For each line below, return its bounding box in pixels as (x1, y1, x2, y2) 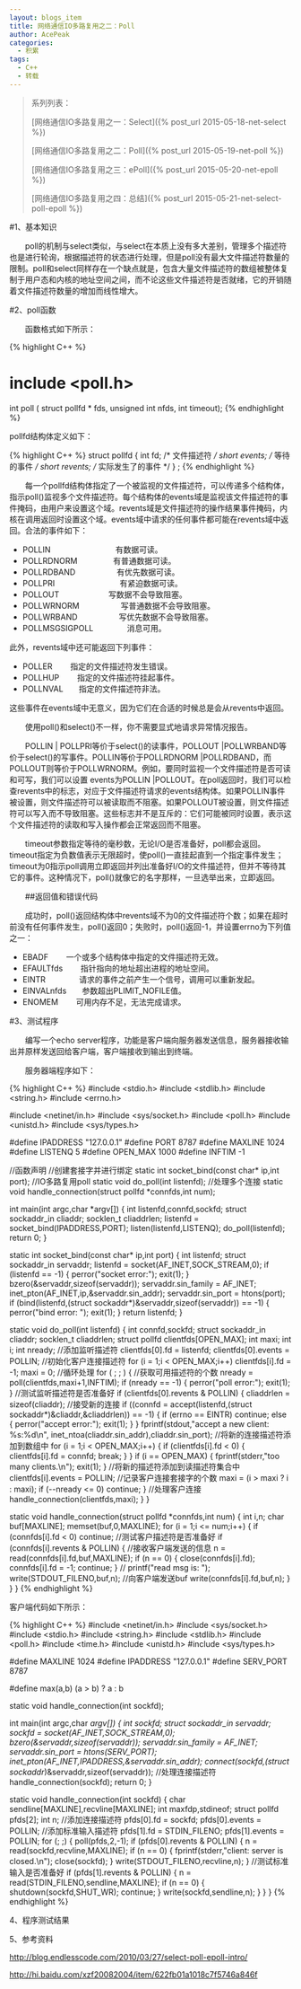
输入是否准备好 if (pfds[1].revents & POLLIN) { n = (9, 1867, 192, 1878)
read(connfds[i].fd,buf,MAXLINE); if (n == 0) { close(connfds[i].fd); (9, 1553, 255, 1563)
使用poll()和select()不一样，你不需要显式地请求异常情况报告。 (24, 721, 253, 732)
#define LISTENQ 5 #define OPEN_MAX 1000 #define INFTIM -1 (9, 1146, 245, 1157)
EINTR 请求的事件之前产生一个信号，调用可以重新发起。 (21, 973, 260, 984)
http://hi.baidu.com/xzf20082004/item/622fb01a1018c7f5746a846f (9, 1968, 258, 1980)
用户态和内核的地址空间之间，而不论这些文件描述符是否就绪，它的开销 (24, 274, 284, 285)
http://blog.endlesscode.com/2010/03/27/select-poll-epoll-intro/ (9, 1951, 248, 1962)
